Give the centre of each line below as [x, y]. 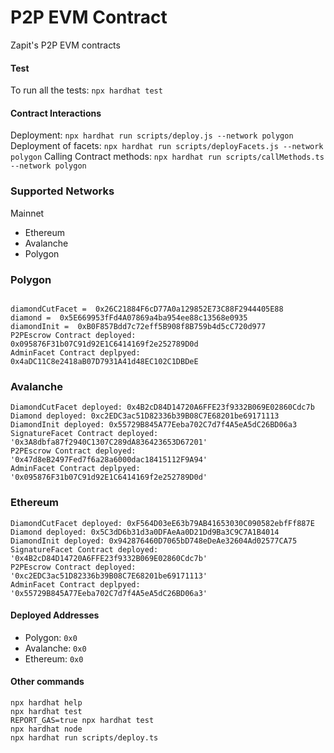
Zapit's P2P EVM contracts [65, 45]
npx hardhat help [46, 702]
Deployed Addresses [55, 615]
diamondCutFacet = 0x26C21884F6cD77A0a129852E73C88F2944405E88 [147, 309]
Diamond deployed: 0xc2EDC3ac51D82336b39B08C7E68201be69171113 [145, 416]
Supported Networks [62, 191]
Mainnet [27, 213]
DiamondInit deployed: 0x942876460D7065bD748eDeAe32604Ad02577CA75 [154, 541]
